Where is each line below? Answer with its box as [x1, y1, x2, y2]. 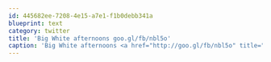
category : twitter [8, 27, 70, 35]
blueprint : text [8, 19, 63, 27]
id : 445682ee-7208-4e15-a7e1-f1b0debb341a [8, 11, 153, 20]
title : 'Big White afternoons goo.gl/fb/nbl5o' [8, 34, 172, 43]
